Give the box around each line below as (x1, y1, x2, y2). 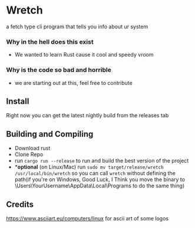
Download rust (14, 145, 51, 152)
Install (6, 96, 29, 106)
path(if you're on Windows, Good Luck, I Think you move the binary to (14, 176, 186, 183)
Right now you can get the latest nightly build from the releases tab (6, 112, 169, 119)
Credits (6, 199, 34, 209)
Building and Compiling (6, 129, 94, 139)
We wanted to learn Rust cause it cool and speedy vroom (14, 51, 154, 58)
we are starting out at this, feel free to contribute (14, 79, 133, 86)
